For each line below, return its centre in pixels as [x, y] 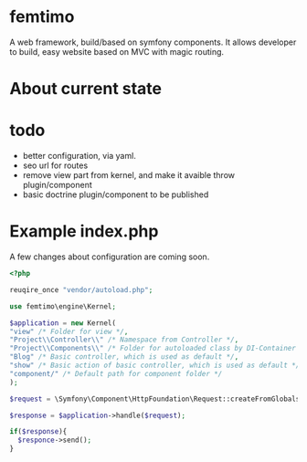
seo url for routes [55, 165]
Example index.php [84, 231]
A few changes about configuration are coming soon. [110, 257]
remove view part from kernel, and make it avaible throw [129, 175]
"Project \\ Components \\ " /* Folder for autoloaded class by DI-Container [153, 349]
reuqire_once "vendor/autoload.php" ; [81, 289]
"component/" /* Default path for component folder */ [116, 373]
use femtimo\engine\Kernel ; [63, 306]
